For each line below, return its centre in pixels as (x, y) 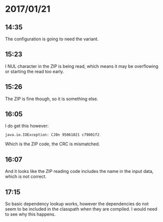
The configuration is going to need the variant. (52, 39)
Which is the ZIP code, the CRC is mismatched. (53, 144)
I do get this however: (27, 126)
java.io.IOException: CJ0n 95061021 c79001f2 (52, 135)
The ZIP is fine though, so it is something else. (52, 99)
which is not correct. (26, 177)
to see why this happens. (30, 214)
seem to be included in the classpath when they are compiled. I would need (81, 209)
